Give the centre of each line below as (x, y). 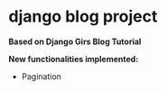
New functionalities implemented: (74, 59)
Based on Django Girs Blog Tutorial (75, 41)
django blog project (83, 17)
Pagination (42, 76)
